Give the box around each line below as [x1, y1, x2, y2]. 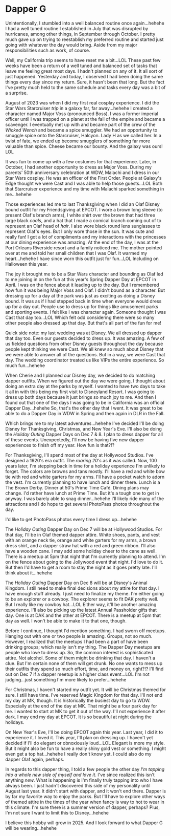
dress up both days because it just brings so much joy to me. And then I [5, 394, 157, 400]
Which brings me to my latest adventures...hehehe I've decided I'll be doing [5, 420, 164, 426]
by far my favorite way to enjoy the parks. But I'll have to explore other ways [5, 793, 165, 799]
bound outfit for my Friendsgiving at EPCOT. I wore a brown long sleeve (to [5, 206, 163, 212]
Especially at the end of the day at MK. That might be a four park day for [5, 702, 157, 709]
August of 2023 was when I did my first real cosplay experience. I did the [5, 99, 159, 105]
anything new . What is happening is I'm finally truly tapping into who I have [5, 777, 163, 783]
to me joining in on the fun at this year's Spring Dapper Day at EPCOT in [5, 276, 157, 282]
